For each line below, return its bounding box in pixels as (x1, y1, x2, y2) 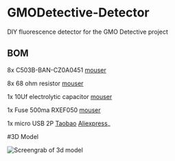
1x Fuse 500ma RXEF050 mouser (7, 105, 101, 114)
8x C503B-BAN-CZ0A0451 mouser (7, 65, 106, 74)
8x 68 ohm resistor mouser (7, 79, 84, 87)
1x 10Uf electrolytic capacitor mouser (7, 92, 113, 100)
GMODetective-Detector (7, 5, 150, 21)
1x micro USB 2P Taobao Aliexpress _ (7, 119, 111, 127)
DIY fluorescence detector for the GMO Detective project (7, 28, 168, 36)
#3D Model (7, 132, 39, 140)
